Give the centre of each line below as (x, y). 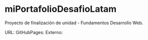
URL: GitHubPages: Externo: (34, 32)
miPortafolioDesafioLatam (61, 9)
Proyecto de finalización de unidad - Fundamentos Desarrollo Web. (74, 23)
